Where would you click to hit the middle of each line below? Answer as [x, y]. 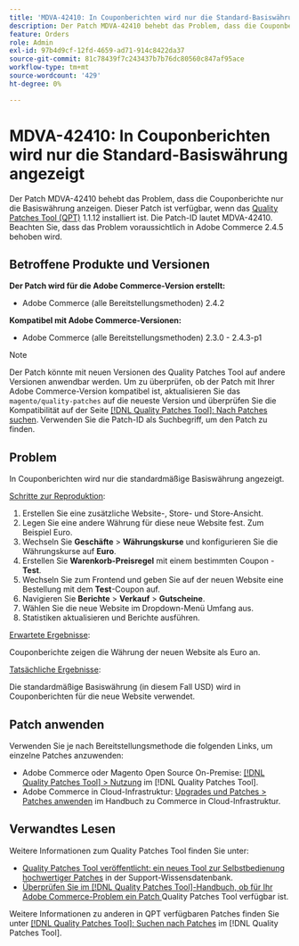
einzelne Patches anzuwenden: [67, 755]
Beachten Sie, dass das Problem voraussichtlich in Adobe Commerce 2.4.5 [146, 227]
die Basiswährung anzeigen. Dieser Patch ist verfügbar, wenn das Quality [144, 208]
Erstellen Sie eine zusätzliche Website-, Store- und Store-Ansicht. [143, 513]
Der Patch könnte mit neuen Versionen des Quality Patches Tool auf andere [147, 372]
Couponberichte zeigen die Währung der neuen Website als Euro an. [135, 652]
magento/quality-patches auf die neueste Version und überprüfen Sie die [143, 401]
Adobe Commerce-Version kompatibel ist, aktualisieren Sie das [125, 391]
